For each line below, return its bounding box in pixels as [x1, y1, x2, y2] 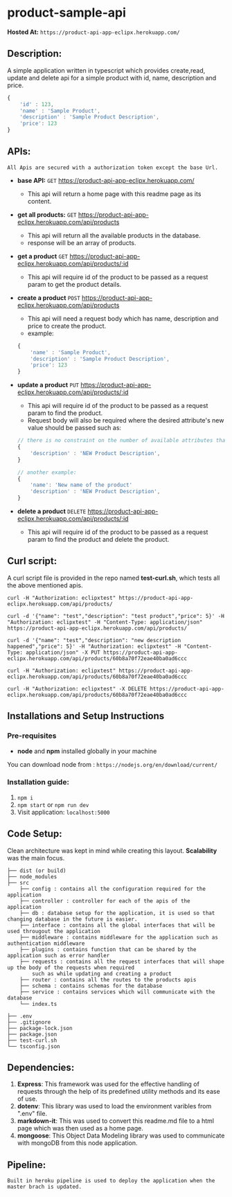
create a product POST [17, 293, 81, 302]
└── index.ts [19, 1000, 57, 1007]
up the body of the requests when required [7, 964, 135, 971]
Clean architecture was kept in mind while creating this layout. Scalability [7, 846, 217, 855]
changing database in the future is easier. [7, 916, 138, 923]
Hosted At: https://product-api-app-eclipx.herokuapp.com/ [7, 28, 180, 36]
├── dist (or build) [7, 867, 67, 874]
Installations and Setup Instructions [7, 710, 165, 722]
